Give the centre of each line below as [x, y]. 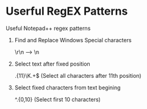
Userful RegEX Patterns [67, 11]
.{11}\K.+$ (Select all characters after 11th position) [78, 75]
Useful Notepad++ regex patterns [48, 28]
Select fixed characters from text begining [67, 88]
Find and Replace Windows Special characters [73, 40]
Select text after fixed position [52, 64]
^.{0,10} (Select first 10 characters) [58, 99]
